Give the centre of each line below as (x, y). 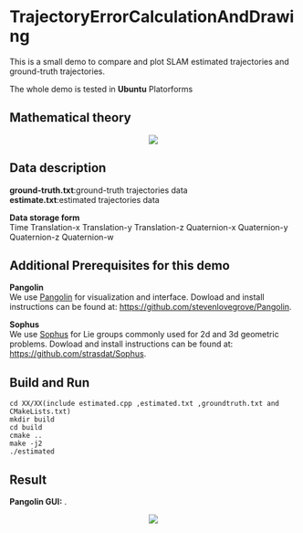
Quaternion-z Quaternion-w (62, 237)
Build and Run (49, 383)
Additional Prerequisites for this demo (120, 266)
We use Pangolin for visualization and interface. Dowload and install (137, 297)
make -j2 (26, 444)
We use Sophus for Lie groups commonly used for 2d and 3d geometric (145, 335)
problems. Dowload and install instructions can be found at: (121, 344)
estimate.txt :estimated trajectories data (84, 199)
